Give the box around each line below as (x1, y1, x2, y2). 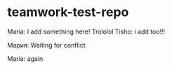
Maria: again (7, 54, 44, 63)
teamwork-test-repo (7, 4, 129, 20)
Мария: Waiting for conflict (7, 41, 86, 49)
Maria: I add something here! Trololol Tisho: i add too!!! (7, 27, 166, 36)
